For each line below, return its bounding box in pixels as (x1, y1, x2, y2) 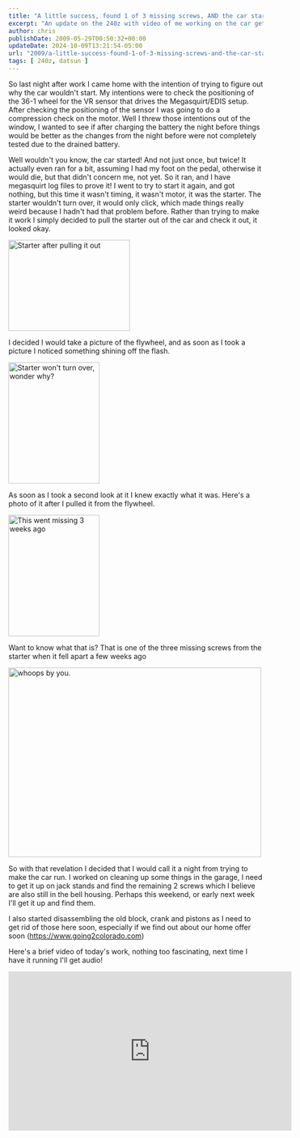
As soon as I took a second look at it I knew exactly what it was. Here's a (8, 490, 251, 500)
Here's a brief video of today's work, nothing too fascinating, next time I (8, 946, 248, 956)
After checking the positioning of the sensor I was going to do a (8, 104, 221, 114)
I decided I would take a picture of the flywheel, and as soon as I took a (8, 337, 246, 347)
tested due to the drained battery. (8, 139, 120, 149)
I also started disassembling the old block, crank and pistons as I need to (8, 913, 251, 923)
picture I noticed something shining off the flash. (8, 345, 170, 356)
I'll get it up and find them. (8, 898, 95, 907)
